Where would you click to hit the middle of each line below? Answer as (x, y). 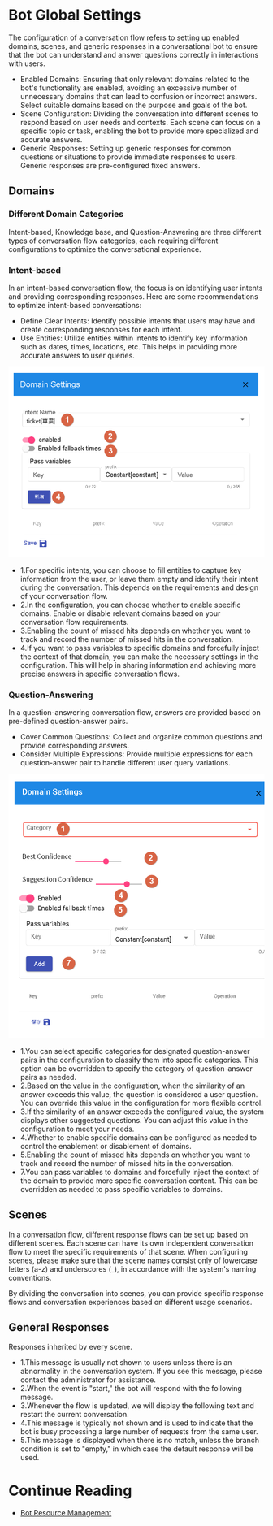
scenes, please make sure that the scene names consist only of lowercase (133, 1260)
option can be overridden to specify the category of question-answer (136, 1068)
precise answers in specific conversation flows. (100, 674)
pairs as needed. (48, 1077)
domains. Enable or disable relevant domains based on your (120, 613)
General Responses (59, 1327)
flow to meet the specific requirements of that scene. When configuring (128, 1251)
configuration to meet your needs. (77, 1129)
